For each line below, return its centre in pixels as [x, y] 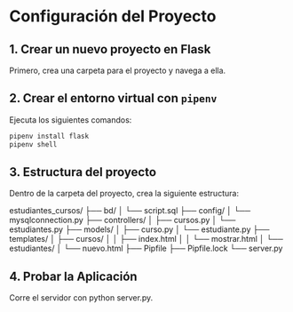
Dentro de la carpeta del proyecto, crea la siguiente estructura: [124, 194]
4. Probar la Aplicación [73, 276]
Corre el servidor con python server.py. [81, 298]
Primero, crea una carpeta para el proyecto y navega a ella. [118, 70]
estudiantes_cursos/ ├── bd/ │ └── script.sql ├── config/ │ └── [130, 211]
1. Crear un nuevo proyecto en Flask [110, 49]
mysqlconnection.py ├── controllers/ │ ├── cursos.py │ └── [123, 220]
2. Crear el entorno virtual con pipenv [113, 98]
